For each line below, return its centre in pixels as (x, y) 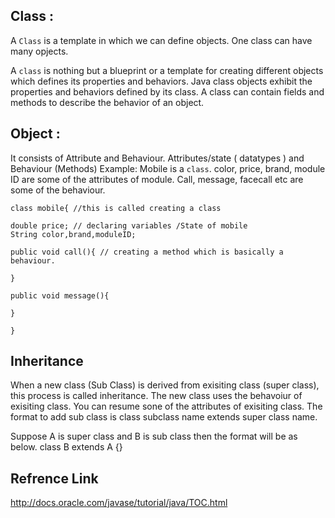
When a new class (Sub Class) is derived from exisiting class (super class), (165, 385)
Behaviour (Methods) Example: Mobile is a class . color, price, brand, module (168, 168)
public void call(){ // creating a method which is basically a (147, 252)
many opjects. (39, 51)
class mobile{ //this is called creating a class (116, 208)
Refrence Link (54, 478)
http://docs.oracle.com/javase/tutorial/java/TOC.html (119, 503)
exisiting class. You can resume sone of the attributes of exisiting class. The (166, 406)
